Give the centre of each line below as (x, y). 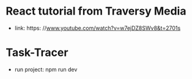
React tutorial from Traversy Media (96, 11)
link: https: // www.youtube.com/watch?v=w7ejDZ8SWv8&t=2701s (98, 28)
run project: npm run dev (46, 69)
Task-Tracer (37, 53)
